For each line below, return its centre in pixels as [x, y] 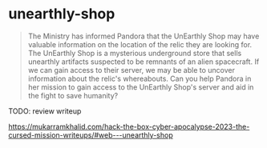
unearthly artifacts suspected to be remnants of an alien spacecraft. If [144, 62]
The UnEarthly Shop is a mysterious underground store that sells [135, 53]
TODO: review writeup [45, 111]
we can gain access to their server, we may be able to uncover [131, 70]
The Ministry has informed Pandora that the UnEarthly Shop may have [144, 36]
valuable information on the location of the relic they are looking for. [140, 44]
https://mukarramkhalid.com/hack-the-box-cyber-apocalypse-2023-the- [129, 126]
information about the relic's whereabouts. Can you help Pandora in [140, 78]
